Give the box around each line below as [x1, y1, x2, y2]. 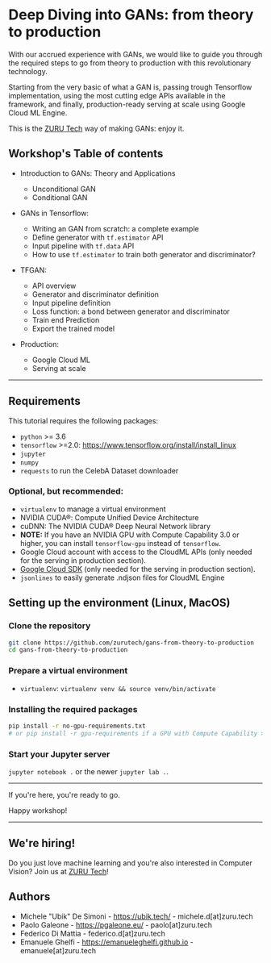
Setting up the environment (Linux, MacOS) [8, 596, 231, 610]
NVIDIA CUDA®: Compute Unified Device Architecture [19, 512, 199, 522]
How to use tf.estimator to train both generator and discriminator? [31, 249, 256, 259]
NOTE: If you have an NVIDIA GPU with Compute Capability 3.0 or [19, 530, 240, 540]
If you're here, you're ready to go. [8, 790, 121, 799]
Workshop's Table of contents [8, 147, 164, 160]
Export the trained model [31, 323, 115, 333]
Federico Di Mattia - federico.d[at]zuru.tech [19, 928, 165, 938]
